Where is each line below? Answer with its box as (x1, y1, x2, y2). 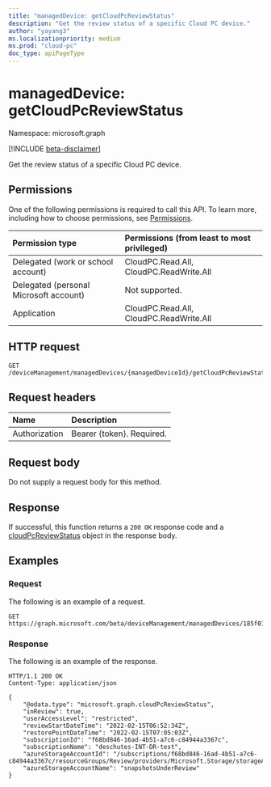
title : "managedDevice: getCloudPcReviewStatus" (8, 11, 175, 20)
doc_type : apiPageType (8, 49, 85, 57)
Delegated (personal (12, 279, 90, 290)
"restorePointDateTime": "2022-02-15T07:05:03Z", (23, 729, 194, 737)
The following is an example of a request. (8, 596, 146, 607)
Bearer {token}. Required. (71, 428, 167, 439)
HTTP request (8, 341, 81, 354)
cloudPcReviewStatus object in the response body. (8, 531, 177, 540)
